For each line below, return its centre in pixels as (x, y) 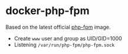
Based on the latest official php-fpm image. (58, 27)
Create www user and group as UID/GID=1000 (68, 38)
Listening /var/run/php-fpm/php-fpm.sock (64, 45)
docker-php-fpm (47, 11)
